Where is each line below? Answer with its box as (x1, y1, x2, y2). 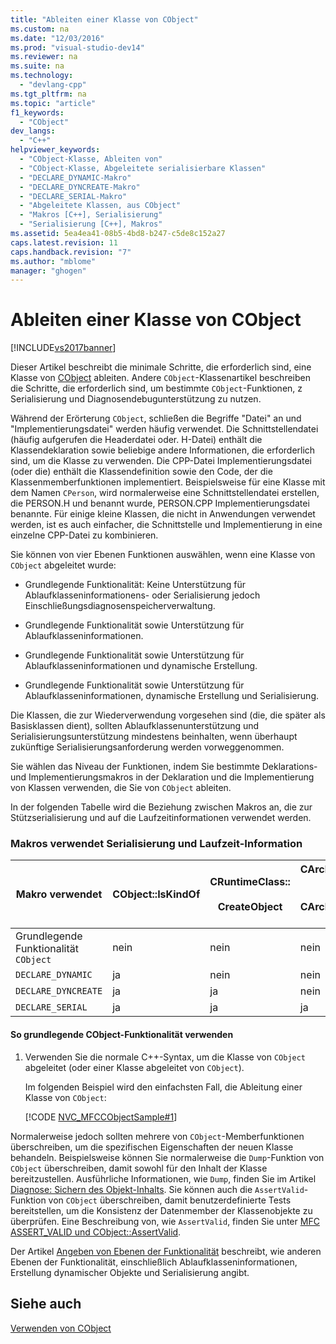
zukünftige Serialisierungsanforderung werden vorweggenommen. (10, 741, 285, 753)
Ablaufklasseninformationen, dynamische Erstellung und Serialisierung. (24, 690, 319, 702)
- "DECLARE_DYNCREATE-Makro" (19, 182, 141, 192)
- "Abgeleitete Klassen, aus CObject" (19, 201, 182, 211)
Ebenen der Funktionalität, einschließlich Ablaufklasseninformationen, (10, 1256, 298, 1268)
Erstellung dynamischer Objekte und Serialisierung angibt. (10, 1266, 250, 1278)
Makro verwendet (15, 887, 103, 901)
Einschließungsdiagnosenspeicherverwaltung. (24, 600, 216, 612)
